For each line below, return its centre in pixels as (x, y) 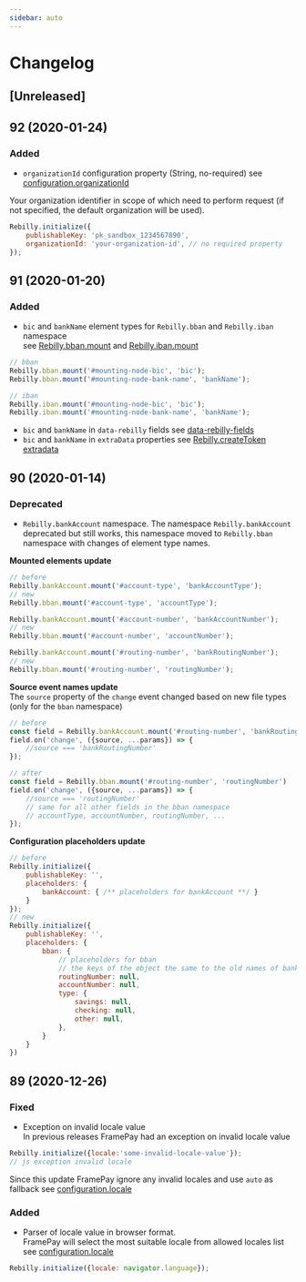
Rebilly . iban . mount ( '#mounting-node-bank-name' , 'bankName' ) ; (130, 412)
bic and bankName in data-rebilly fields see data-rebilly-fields (138, 430)
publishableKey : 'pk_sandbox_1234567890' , (107, 235)
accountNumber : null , (99, 985)
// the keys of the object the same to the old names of (168, 968)
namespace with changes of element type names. (117, 544)
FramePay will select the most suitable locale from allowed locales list (153, 1242)
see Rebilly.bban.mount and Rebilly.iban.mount (110, 346)
